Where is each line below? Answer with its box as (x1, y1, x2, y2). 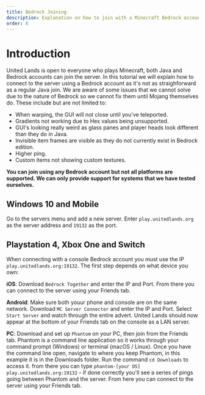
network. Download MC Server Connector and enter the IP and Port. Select (6, 305, 192, 312)
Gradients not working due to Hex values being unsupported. (15, 117, 169, 125)
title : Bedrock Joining (6, 9, 67, 15)
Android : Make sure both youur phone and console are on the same (6, 299, 178, 306)
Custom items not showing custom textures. (15, 156, 126, 164)
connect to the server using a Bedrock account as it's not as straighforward (6, 80, 196, 87)
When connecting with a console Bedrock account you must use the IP (6, 255, 185, 263)
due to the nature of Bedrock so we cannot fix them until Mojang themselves (6, 93, 199, 100)
